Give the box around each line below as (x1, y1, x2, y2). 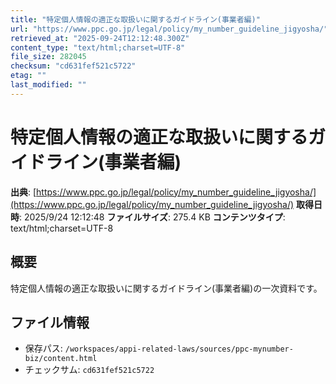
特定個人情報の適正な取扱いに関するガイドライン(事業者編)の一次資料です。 (10, 282, 323, 294)
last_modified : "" (10, 80, 87, 90)
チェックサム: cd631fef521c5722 (24, 364, 155, 376)
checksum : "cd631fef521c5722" (10, 61, 137, 71)
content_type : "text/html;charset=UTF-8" (10, 42, 186, 53)
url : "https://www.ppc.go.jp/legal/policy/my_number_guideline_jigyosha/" (10, 24, 329, 34)
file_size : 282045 (10, 52, 87, 62)
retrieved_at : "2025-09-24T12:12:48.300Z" (10, 33, 190, 43)
